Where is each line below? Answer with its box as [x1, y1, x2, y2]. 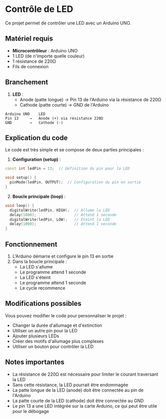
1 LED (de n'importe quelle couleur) [12, 53, 85, 59]
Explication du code [5, 134, 68, 142]
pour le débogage [12, 408, 49, 414]
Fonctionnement [5, 240, 58, 249]
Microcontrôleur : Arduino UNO [12, 47, 78, 53]
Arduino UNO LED [5, 111, 46, 117]
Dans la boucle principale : [12, 258, 67, 265]
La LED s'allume [19, 264, 53, 270]
